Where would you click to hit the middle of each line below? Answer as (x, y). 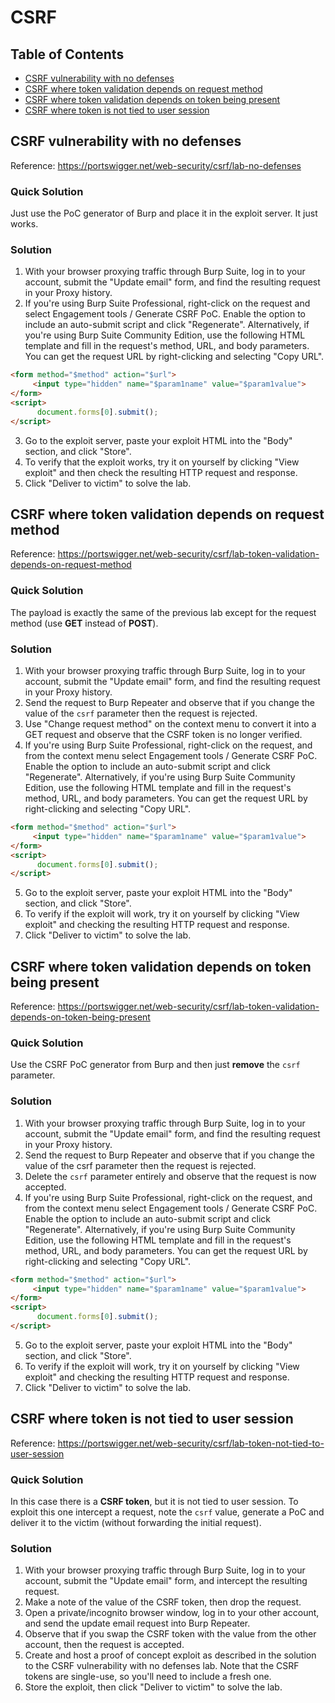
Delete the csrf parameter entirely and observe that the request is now (170, 1176)
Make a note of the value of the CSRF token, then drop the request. (163, 1602)
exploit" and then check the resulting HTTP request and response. (161, 472)
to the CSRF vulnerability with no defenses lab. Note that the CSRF (162, 1666)
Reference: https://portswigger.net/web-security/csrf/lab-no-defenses (156, 165)
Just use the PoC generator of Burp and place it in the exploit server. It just (164, 213)
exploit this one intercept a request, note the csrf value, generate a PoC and (167, 1512)
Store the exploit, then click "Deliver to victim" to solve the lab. (153, 1687)
